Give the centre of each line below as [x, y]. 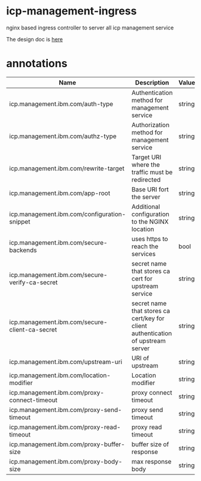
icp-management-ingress [71, 11]
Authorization [150, 125]
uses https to [150, 239]
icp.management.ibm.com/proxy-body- [66, 461]
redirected [146, 179]
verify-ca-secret [33, 282]
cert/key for [148, 318]
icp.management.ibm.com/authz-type [63, 136]
